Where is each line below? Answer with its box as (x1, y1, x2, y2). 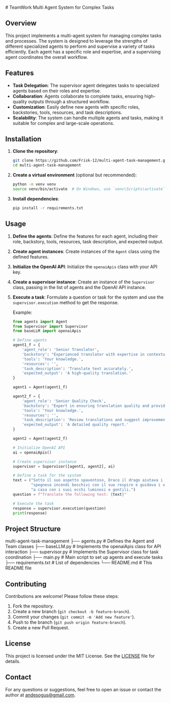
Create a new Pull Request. (12, 625, 70, 630)
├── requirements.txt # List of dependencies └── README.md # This (5, 560, 152, 566)
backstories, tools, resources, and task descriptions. (12, 109, 123, 115)
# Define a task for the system (12, 473, 81, 478)
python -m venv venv (12, 182, 56, 187)
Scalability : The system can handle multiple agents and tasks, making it (12, 114, 163, 121)
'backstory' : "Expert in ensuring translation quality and (22, 403, 150, 408)
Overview (5, 19, 37, 27)
